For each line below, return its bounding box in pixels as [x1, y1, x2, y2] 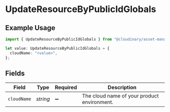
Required [55, 84, 77, 91]
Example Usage [5, 24, 56, 32]
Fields [5, 69, 25, 77]
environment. [81, 99, 114, 106]
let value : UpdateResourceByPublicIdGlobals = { [5, 46, 110, 51]
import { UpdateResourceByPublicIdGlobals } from [5, 37, 112, 42]
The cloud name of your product [81, 92, 159, 99]
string [36, 95, 50, 102]
